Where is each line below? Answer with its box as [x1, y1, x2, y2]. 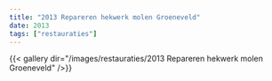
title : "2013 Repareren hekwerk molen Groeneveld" [9, 12, 201, 22]
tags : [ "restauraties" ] [9, 29, 98, 38]
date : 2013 [9, 21, 50, 30]
